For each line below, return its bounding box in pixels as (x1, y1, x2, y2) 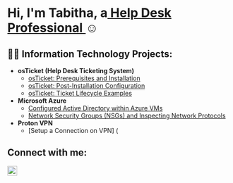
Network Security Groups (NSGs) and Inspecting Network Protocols (28, 111, 226, 120)
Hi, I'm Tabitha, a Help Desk (7, 5, 172, 21)
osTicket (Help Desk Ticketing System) (17, 67, 135, 75)
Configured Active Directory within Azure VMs (28, 104, 163, 112)
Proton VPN (17, 119, 53, 127)
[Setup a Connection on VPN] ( (28, 127, 119, 134)
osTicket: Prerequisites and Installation (28, 74, 141, 82)
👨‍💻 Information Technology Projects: (7, 48, 173, 60)
